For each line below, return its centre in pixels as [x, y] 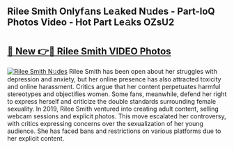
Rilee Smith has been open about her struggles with [143, 71]
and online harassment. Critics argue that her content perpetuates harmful [114, 87]
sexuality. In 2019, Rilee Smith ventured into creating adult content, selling [113, 109]
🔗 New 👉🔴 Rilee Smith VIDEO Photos [89, 51]
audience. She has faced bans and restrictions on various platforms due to [114, 131]
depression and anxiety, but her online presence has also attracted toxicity [114, 79]
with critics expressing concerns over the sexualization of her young [106, 124]
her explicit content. [36, 138]
